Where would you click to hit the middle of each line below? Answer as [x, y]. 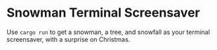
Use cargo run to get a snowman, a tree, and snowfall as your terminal [108, 32]
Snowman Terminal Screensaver [104, 13]
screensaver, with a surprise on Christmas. [68, 39]
